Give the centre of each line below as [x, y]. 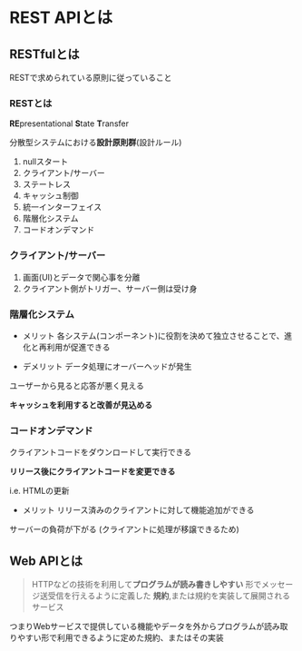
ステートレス [46, 184]
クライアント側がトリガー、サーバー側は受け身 [110, 288]
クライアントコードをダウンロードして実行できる [101, 452]
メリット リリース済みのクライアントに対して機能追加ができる [138, 510]
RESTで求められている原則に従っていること [91, 78]
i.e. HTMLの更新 [39, 491]
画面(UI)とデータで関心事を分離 [81, 277]
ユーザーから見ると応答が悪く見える [77, 385]
